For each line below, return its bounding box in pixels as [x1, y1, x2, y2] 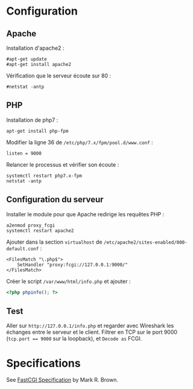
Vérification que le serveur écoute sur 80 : [6, 72, 112, 79]
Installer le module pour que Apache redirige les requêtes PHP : [6, 210, 165, 218]
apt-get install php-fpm [6, 128, 69, 134]
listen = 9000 [6, 150, 42, 156]
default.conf [6, 245, 39, 252]
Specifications [6, 356, 81, 370]
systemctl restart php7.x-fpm [6, 173, 83, 179]
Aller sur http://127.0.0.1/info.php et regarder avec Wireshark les [6, 322, 174, 330]
